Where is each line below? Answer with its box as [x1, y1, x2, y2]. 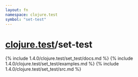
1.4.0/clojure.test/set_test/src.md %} [5, 66, 82, 72]
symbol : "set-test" [5, 17, 47, 22]
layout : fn [5, 7, 28, 13]
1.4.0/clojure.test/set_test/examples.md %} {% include [5, 61, 119, 67]
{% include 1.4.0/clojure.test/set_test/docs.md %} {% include [5, 55, 133, 61]
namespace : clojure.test [5, 12, 58, 17]
